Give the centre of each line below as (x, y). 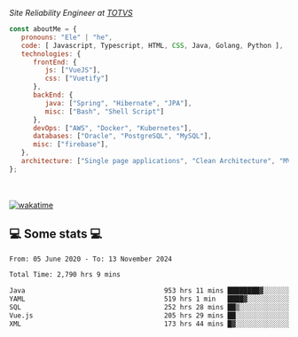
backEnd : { (53, 95)
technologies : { (51, 54)
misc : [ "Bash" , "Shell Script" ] (105, 111)
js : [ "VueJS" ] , (73, 70)
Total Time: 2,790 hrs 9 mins (65, 275)
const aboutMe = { (43, 29)
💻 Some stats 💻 (56, 234)
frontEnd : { (55, 62)
